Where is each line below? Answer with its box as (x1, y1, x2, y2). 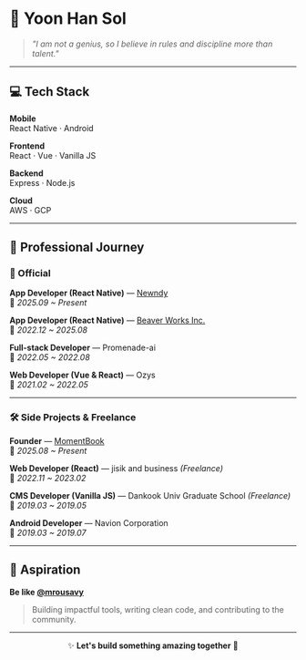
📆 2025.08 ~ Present (9, 445, 87, 456)
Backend (9, 168, 44, 179)
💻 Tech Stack (9, 84, 90, 99)
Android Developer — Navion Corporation (9, 517, 168, 528)
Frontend (9, 140, 46, 151)
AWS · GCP (9, 204, 52, 215)
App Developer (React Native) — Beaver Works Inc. (9, 315, 206, 326)
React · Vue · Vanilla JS (9, 150, 97, 160)
